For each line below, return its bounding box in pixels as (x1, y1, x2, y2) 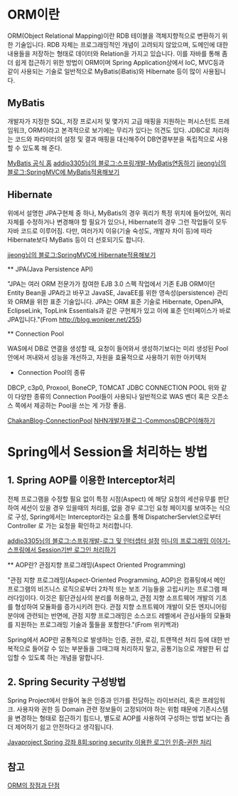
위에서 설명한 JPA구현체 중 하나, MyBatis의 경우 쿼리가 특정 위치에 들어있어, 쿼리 (7, 208, 232, 217)
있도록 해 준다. (22, 143, 63, 152)
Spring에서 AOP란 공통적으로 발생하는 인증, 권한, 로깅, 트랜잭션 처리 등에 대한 (7, 635, 223, 643)
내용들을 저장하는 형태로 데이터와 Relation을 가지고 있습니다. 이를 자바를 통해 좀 (7, 49, 228, 58)
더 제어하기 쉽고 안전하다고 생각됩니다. (7, 723, 114, 731)
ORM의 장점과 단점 (7, 781, 60, 790)
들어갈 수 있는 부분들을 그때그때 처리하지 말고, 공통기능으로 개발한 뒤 (31, 644, 222, 653)
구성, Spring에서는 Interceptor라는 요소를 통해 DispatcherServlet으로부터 (14, 512, 222, 521)
